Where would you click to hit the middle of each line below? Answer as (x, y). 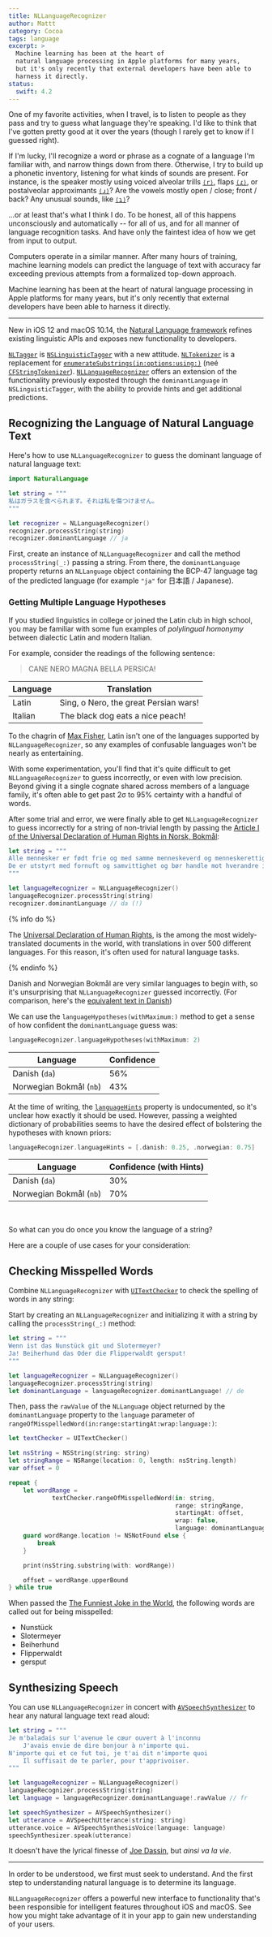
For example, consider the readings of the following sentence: (112, 653)
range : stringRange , (210, 1506)
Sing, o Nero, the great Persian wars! (130, 702)
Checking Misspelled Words (81, 1271)
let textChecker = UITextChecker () (68, 1439)
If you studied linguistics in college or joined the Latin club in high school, (131, 620)
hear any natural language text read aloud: (79, 1716)
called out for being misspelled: (61, 1611)
